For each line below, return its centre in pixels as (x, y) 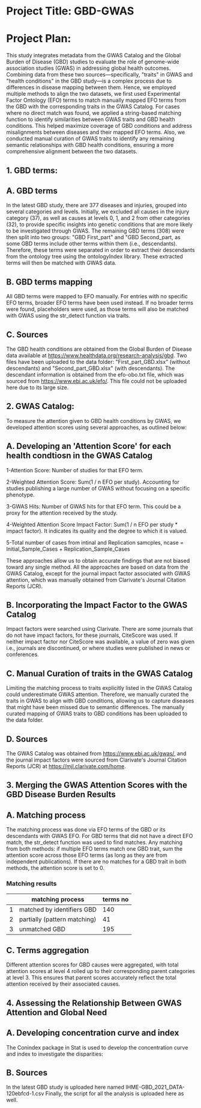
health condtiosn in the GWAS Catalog (79, 456)
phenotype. (20, 495)
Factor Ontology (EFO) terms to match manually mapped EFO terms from (96, 100)
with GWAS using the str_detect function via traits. (68, 316)
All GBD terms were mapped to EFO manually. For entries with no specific (97, 296)
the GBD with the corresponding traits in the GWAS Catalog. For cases (93, 107)
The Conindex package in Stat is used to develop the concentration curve (97, 1047)
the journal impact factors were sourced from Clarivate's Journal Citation (97, 760)
